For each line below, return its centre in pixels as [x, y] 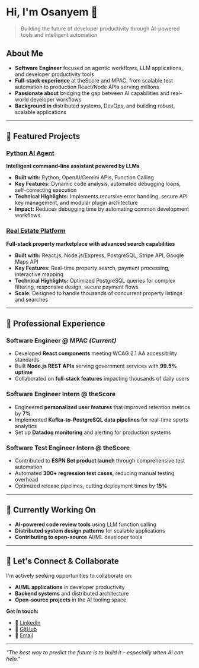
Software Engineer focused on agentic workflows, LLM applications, [99, 68]
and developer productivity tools [54, 74]
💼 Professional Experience [56, 324]
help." [13, 658]
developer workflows [56, 99]
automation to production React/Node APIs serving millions [87, 87]
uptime [24, 372]
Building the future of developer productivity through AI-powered [100, 29]
